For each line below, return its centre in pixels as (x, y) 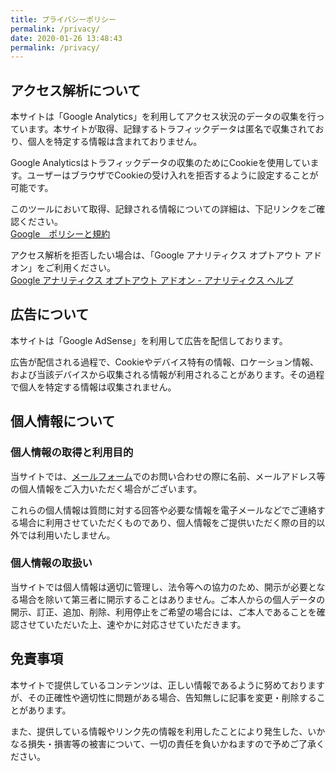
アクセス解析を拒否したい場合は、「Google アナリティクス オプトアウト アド (166, 255)
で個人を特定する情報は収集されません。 (93, 387)
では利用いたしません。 (67, 535)
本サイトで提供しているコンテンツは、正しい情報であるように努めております (168, 685)
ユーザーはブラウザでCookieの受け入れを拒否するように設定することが (172, 175)
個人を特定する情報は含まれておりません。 (115, 142)
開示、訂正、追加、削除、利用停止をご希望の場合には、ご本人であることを (163, 612)
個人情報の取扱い (51, 563)
